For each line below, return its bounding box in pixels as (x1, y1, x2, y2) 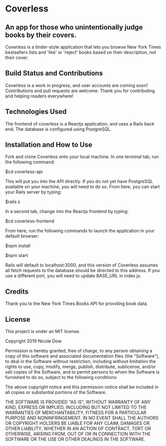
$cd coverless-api (5, 168, 43, 175)
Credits (5, 287, 29, 295)
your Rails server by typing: (5, 189, 62, 195)
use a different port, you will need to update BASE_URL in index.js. (5, 273, 141, 279)
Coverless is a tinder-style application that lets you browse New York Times (5, 44, 161, 50)
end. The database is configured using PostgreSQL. (5, 126, 112, 132)
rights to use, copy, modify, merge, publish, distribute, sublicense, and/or (5, 363, 156, 370)
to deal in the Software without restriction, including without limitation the (5, 358, 156, 364)
